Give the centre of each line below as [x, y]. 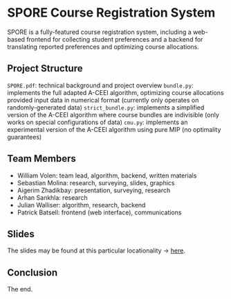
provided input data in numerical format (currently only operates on [103, 100]
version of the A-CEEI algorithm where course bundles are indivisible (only [113, 114]
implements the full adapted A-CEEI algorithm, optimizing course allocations [115, 92]
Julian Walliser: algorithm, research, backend [81, 205]
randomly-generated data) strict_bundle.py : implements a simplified [106, 107]
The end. [20, 289]
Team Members [41, 159]
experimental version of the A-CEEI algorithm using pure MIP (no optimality [114, 129]
